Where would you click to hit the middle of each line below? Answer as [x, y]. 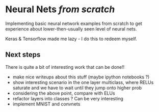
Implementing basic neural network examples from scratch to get [74, 23]
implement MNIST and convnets [46, 104]
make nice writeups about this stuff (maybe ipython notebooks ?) [81, 77]
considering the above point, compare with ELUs [64, 93]
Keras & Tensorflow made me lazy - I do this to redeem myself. [71, 39]
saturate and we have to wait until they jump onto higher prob [77, 88]
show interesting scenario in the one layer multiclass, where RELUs [83, 82]
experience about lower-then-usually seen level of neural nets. [71, 29]
